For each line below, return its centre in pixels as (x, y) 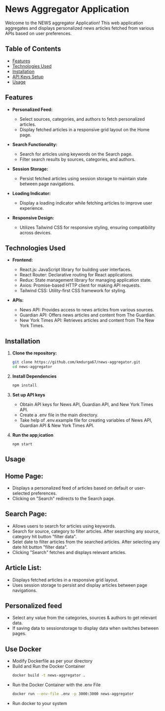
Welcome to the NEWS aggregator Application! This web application (74, 23)
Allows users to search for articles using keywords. (64, 526)
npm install (24, 385)
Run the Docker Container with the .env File (56, 685)
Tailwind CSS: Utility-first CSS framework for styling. (73, 291)
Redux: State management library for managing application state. (85, 280)
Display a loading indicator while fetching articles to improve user (86, 203)
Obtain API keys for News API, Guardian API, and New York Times (86, 404)
